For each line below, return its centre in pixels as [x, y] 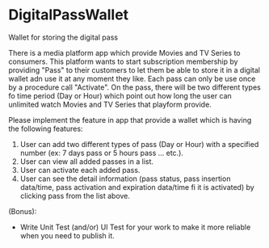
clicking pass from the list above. [75, 195]
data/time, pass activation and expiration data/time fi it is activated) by [137, 187]
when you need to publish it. [67, 235]
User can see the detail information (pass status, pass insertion [125, 179]
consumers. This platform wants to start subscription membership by [123, 61]
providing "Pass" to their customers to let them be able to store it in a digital [134, 69]
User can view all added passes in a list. [87, 161]
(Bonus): [23, 211]
